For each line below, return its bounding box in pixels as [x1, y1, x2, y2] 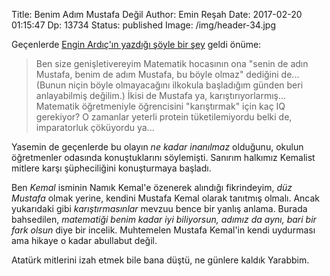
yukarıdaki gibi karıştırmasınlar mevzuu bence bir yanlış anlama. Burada [11, 203, 308, 214]
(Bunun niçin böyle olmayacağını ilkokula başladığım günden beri [35, 79, 304, 91]
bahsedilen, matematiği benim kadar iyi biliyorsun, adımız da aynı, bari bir [11, 214, 317, 225]
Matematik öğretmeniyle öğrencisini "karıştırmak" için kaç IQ [35, 100, 286, 112]
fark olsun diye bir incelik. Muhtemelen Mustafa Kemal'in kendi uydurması [11, 224, 316, 236]
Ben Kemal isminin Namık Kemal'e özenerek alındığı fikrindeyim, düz [11, 182, 293, 193]
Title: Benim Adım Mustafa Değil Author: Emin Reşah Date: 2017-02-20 [11, 9, 303, 20]
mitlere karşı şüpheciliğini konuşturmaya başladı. [11, 162, 212, 174]
